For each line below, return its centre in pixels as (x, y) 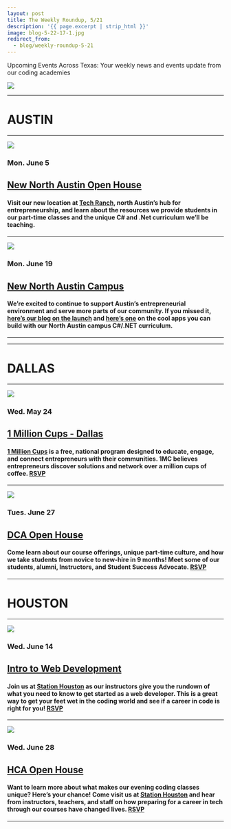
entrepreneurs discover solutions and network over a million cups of (107, 466)
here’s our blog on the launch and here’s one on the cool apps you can (109, 319)
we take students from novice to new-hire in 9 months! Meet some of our (113, 560)
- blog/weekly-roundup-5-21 (54, 46)
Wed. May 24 (30, 411)
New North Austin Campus (66, 286)
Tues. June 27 (31, 512)
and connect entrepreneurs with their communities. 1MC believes (102, 459)
